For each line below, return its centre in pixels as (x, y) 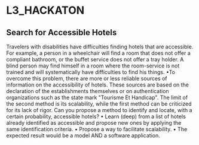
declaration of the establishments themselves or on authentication (88, 91)
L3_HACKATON (45, 10)
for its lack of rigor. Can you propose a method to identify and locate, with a (99, 110)
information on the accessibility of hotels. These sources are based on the (98, 85)
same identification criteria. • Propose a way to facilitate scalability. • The (97, 129)
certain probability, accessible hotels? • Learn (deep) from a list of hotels (96, 116)
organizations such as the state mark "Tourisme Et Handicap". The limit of (97, 97)
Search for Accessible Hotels (62, 33)
